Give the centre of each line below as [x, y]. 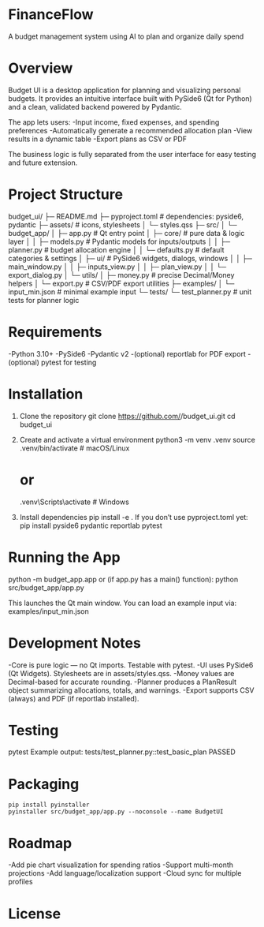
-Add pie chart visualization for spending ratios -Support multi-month [121, 865]
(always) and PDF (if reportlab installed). [74, 698]
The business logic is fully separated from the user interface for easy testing [132, 154]
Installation [46, 394]
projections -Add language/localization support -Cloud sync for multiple [125, 873]
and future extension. [43, 163]
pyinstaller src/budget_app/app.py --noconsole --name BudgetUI [116, 812]
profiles [20, 882]
